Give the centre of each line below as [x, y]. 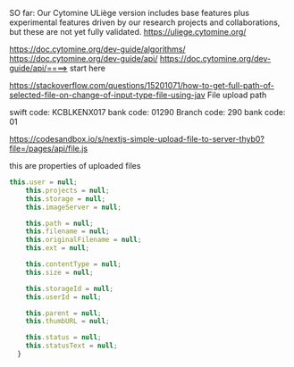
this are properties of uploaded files [75, 166]
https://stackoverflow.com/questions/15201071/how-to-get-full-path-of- [142, 85]
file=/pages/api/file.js [48, 148]
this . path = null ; [59, 223]
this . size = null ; [59, 272]
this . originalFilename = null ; [84, 240]
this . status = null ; [63, 338]
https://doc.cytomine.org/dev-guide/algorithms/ [97, 49]
